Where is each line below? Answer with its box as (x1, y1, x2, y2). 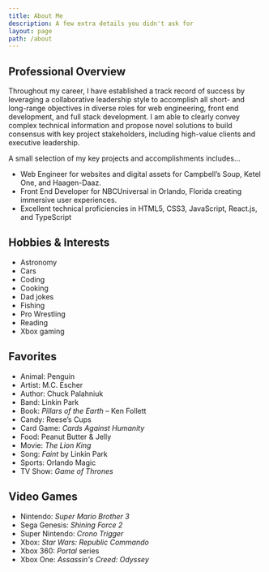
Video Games (8, 490, 79, 504)
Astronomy (19, 257, 58, 267)
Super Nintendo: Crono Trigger (19, 528, 124, 538)
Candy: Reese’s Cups (19, 415, 92, 424)
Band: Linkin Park (19, 397, 79, 406)
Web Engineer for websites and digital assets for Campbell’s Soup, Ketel (19, 170, 261, 179)
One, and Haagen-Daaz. (19, 178, 101, 187)
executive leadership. (8, 138, 80, 148)
